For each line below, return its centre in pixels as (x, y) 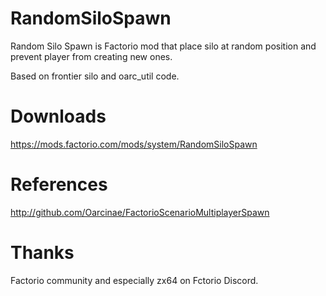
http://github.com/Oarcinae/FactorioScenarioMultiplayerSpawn (140, 212)
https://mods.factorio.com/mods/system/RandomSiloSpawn (134, 144)
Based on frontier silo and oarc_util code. (95, 76)
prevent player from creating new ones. (91, 56)
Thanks (42, 253)
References (59, 184)
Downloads (58, 116)
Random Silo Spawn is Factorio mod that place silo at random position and (163, 46)
